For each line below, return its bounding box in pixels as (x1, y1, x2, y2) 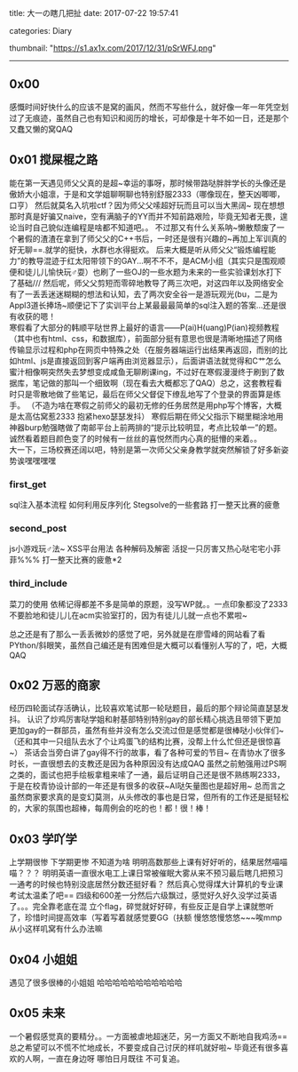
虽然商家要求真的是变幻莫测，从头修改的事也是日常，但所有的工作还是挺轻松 (9, 792, 289, 803)
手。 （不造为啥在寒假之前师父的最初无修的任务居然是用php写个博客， (9, 399, 267, 411)
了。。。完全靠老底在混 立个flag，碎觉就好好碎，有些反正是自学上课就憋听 (9, 901, 274, 912)
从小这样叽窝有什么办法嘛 (9, 924, 103, 934)
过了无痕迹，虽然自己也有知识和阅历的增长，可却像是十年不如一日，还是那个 (9, 112, 289, 123)
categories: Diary (9, 26, 73, 36)
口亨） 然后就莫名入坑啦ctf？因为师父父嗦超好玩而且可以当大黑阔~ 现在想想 (9, 199, 286, 211)
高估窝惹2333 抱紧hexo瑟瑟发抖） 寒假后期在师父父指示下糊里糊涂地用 (24, 411, 284, 421)
